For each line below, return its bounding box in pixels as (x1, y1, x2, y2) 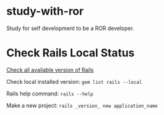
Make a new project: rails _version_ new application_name (6, 102, 158, 109)
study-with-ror (6, 4, 84, 18)
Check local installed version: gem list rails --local (6, 78, 143, 85)
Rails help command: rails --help (6, 90, 94, 97)
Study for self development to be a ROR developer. (6, 24, 135, 32)
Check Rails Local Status (6, 46, 135, 60)
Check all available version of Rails (6, 66, 94, 73)
